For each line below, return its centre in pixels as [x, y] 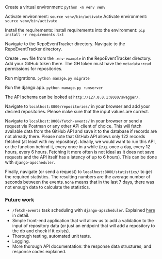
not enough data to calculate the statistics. [48, 187]
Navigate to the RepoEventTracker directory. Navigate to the [65, 44]
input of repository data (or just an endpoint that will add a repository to [83, 226]
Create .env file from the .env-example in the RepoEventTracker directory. [78, 58]
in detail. [21, 215]
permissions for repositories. [34, 69]
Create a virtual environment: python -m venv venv [55, 7]
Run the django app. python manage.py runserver [54, 87]
